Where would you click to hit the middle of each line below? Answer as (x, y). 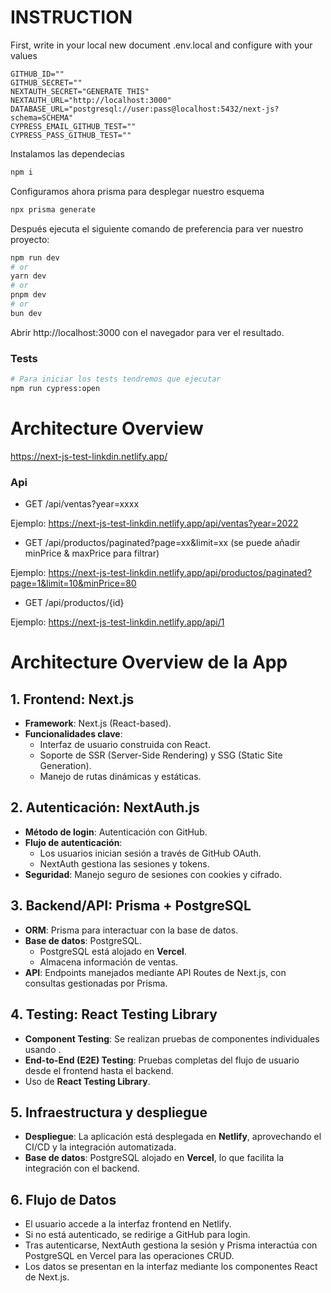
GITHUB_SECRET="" (46, 82)
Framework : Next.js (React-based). (98, 723)
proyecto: (30, 239)
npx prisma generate (53, 209)
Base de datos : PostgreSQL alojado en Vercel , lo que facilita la (154, 1158)
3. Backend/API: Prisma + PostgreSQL (131, 906)
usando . (43, 1049)
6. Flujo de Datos (63, 1199)
